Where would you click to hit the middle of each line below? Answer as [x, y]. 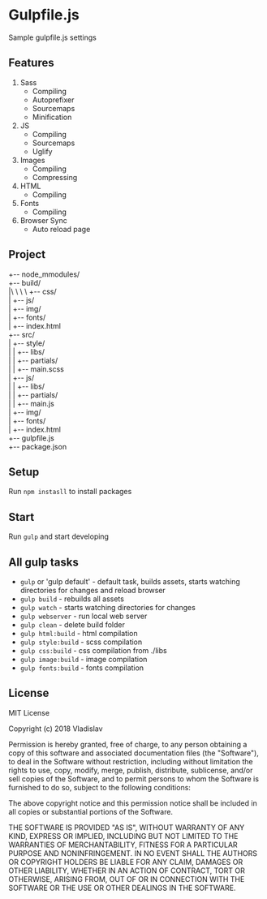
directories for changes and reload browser [93, 590]
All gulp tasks [43, 562]
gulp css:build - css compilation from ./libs [94, 650]
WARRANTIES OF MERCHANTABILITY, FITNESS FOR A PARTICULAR [123, 845]
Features [31, 63]
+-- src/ [22, 334]
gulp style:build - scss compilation [81, 642]
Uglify [42, 151]
